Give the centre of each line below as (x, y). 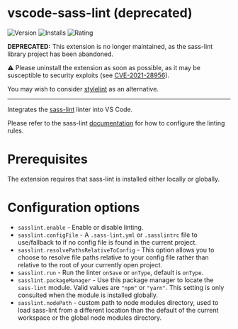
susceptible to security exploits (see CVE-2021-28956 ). (89, 75)
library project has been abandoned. (61, 54)
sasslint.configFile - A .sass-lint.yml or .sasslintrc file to (108, 235)
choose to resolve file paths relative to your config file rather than (113, 257)
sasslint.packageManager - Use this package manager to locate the (115, 280)
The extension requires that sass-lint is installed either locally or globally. (114, 179)
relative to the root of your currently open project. (90, 264)
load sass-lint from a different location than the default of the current (118, 310)
